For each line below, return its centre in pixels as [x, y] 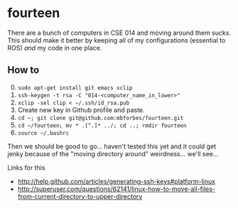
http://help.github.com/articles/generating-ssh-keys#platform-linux [116, 181]
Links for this [26, 168]
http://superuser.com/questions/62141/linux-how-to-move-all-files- [116, 189]
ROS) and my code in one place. [55, 48]
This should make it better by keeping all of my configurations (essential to [117, 40]
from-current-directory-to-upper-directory [80, 196]
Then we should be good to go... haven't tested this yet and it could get [112, 146]
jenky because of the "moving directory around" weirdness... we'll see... [113, 153]
